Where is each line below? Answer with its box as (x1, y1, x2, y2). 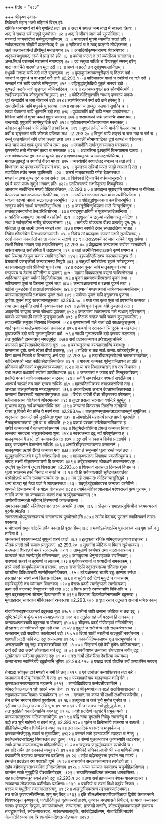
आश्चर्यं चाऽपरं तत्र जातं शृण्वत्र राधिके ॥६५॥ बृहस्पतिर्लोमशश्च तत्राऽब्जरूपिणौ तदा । (5, 381, 134, 387)
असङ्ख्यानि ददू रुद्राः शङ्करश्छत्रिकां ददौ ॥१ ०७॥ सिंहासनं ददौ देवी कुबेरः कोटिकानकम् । (5, 642, 144, 647)
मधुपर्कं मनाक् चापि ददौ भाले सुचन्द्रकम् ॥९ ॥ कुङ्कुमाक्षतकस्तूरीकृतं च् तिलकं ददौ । (5, 70, 134, 76)
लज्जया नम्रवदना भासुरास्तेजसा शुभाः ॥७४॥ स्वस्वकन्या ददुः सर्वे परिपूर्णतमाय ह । (5, 431, 129, 436)
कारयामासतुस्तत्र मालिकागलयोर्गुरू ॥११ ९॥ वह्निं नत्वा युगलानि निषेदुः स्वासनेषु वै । (5, 714, 131, 720)
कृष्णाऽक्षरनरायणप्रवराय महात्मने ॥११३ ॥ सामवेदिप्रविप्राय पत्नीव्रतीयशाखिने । (5, 681, 122, 686)
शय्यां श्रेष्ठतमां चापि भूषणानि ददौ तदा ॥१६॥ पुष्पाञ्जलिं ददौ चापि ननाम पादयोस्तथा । (5, 109, 134, 114)
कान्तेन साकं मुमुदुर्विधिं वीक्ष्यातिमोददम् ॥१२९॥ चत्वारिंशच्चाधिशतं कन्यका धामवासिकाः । (5, 770, 139, 775)
